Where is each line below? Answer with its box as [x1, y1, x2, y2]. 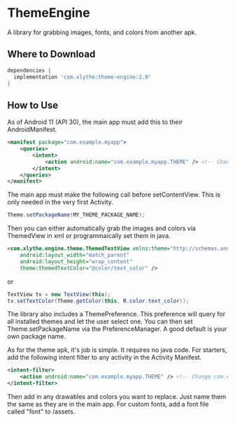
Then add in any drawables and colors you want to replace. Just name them [7, 393, 227, 401]
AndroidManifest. [7, 125, 57, 134]
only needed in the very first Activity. [7, 198, 114, 206]
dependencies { [7, 66, 52, 74]
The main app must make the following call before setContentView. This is [7, 190, 221, 199]
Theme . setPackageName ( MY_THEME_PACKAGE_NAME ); [7, 211, 145, 218]
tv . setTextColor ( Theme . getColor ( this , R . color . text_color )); [7, 297, 190, 304]
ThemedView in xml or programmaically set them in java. [7, 232, 171, 240]
